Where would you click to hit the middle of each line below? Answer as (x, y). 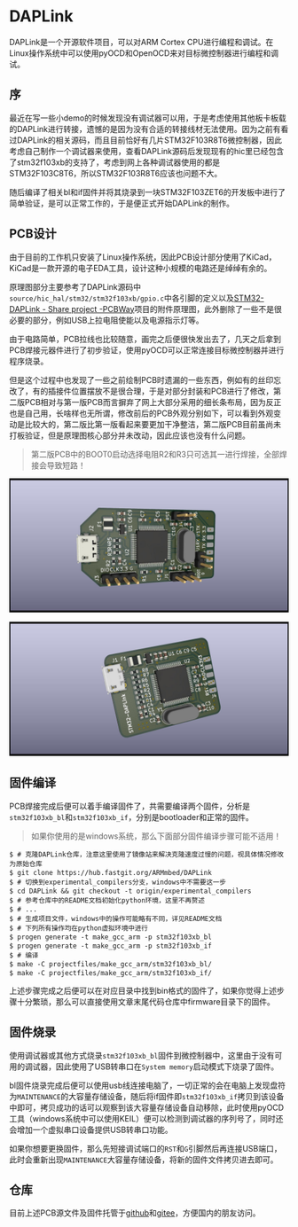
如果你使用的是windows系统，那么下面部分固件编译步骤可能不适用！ (156, 836)
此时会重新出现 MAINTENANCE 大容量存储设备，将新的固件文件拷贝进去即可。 (144, 1160)
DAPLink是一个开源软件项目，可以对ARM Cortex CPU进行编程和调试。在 (141, 42)
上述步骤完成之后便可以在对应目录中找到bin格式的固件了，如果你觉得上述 (143, 990)
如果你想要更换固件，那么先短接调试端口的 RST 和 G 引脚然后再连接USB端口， (145, 1148)
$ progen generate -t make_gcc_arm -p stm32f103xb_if (111, 946)
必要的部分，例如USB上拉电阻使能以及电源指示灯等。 (106, 320)
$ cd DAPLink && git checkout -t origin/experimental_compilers (130, 891)
